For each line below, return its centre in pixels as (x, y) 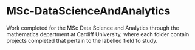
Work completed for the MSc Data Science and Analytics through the (93, 28)
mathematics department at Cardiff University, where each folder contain (98, 34)
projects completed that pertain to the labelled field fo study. (82, 40)
